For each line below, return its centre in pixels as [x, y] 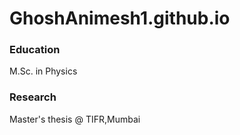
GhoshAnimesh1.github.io [120, 18]
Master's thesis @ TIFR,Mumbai [75, 119]
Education [35, 50]
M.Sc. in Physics [43, 71]
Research [33, 97]
